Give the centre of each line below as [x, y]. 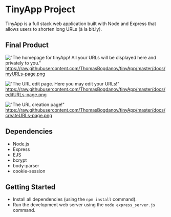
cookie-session [29, 171]
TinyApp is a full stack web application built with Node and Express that [81, 24]
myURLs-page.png [25, 74]
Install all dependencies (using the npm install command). [75, 199]
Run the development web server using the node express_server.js [84, 205]
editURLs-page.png [26, 94]
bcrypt [20, 160]
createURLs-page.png [29, 115]
